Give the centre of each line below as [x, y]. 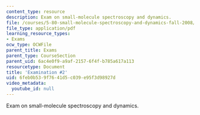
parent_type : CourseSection [41, 56]
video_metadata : [26, 84]
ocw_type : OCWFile [29, 45]
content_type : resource [36, 12]
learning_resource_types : [38, 34]
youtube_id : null [33, 89]
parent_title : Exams [32, 50]
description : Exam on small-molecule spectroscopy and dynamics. [89, 17]
